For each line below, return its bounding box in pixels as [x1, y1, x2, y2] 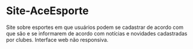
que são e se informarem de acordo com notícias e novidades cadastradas [6, 30, 188, 37]
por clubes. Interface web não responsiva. [6, 36, 109, 43]
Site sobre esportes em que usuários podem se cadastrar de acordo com [6, 24, 184, 31]
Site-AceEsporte [6, 4, 89, 18]
